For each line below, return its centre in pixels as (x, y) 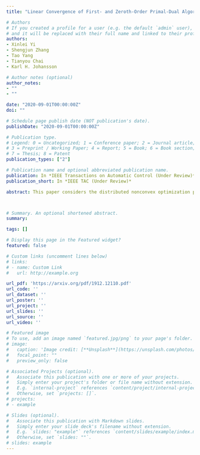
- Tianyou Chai (25, 61)
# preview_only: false (37, 360)
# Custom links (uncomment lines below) (57, 256)
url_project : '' (26, 306)
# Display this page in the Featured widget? (63, 240)
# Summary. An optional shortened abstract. (62, 213)
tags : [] (17, 230)
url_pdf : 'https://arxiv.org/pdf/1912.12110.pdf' (69, 284)
